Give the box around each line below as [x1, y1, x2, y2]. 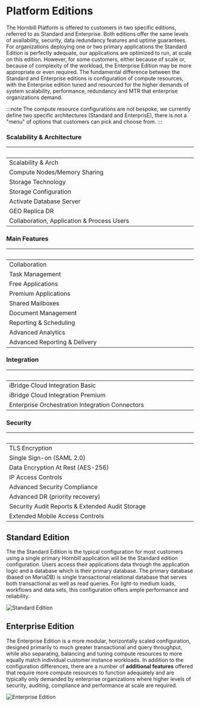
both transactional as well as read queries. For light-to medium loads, [6, 579, 176, 587]
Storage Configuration [9, 188, 71, 196]
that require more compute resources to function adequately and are [6, 669, 174, 676]
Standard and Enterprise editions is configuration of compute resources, [6, 75, 184, 82]
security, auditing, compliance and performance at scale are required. [6, 682, 177, 689]
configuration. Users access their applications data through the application [6, 560, 190, 568]
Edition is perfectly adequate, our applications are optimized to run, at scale [6, 49, 192, 56]
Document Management [9, 309, 77, 317]
